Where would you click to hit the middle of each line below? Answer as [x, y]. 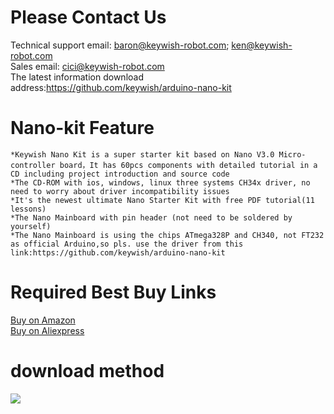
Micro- [292, 154]
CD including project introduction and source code [120, 174]
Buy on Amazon [43, 320]
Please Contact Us [88, 17]
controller [33, 165]
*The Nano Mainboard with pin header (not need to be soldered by [151, 217]
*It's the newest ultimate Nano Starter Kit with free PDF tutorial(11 [162, 200]
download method [87, 371]
